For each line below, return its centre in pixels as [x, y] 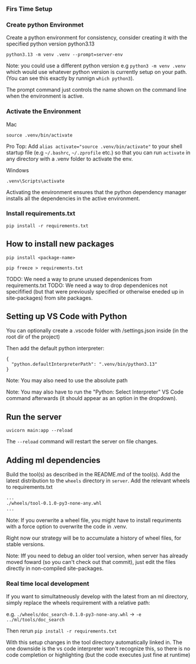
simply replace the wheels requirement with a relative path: [78, 602]
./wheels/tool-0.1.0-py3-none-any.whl [54, 503]
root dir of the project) [33, 337]
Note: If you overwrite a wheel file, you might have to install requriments [94, 520]
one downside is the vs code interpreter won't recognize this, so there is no [98, 648]
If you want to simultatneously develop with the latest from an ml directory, [97, 596]
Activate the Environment [44, 111]
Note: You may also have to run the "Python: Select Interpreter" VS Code [95, 392]
